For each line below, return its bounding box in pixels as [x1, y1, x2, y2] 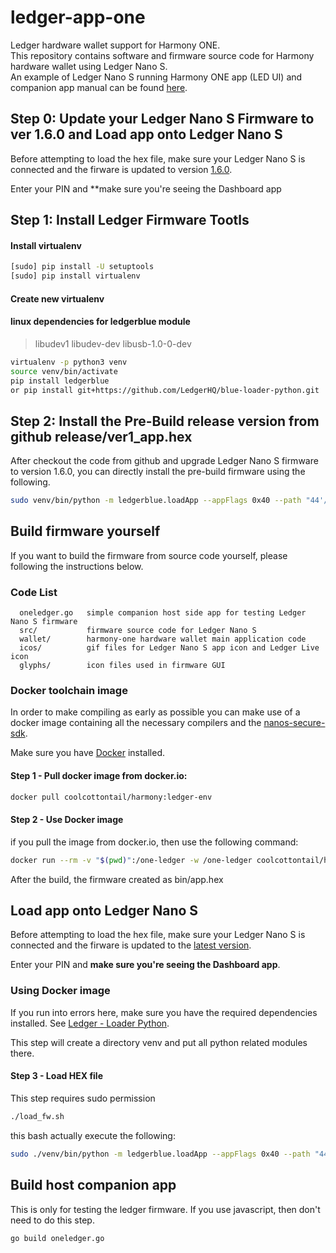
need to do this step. [10, 1214, 95, 1226]
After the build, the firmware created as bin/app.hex [10, 873, 224, 885]
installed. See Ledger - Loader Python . [10, 1017, 170, 1029]
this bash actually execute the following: [10, 1129, 176, 1141]
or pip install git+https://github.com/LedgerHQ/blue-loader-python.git [10, 385, 320, 395]
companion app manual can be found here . [10, 81, 188, 93]
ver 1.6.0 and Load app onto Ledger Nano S [10, 126, 283, 143]
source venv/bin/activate [10, 366, 118, 376]
